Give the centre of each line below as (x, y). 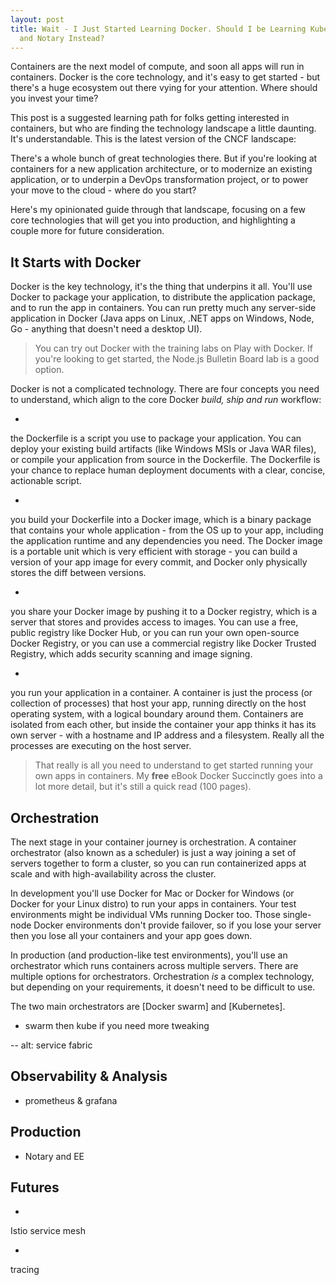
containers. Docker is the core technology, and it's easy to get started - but (165, 77)
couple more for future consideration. (87, 231)
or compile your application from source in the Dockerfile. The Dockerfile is (165, 460)
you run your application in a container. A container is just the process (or (161, 693)
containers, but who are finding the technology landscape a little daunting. (163, 128)
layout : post (37, 19)
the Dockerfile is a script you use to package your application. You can (156, 438)
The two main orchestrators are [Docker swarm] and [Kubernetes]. (148, 1006)
